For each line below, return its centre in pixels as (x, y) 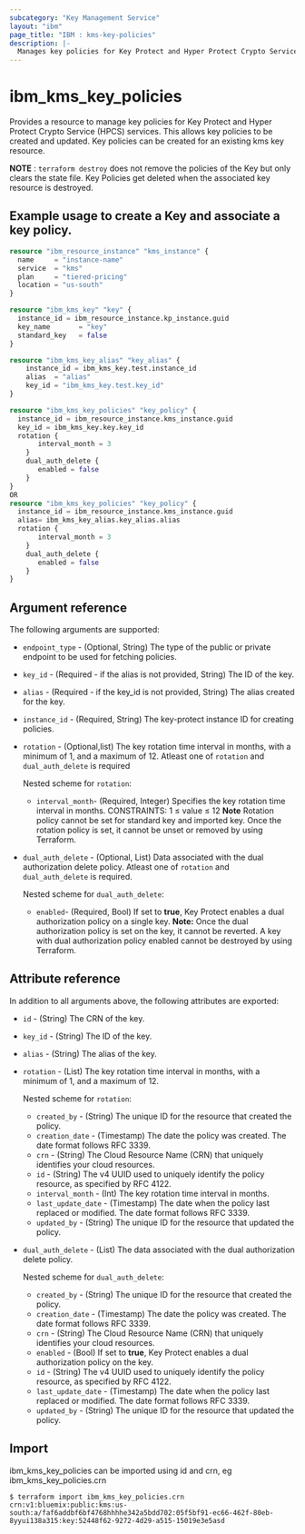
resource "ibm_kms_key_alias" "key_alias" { (95, 360)
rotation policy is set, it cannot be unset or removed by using (149, 830)
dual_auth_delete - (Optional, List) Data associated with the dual (143, 857)
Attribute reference (65, 979)
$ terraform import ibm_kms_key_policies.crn (97, 1497)
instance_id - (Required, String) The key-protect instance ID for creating (158, 720)
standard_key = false (62, 335)
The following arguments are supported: (85, 630)
